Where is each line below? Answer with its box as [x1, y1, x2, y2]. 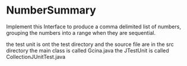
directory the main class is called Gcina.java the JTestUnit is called [6, 47, 169, 54]
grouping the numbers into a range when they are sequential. [6, 29, 156, 36]
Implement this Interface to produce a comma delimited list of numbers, [6, 23, 181, 30]
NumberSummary [6, 4, 96, 17]
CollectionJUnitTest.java [6, 53, 66, 60]
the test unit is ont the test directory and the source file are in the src [6, 41, 174, 48]
